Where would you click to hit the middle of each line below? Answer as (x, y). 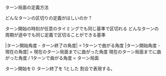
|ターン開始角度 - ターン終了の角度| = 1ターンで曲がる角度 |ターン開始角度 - (83, 45)
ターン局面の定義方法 (27, 7)
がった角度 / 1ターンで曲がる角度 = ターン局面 (52, 58)
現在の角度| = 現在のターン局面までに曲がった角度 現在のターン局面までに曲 (83, 52)
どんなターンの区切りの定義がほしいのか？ (49, 18)
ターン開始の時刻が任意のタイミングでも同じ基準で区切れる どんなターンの (82, 28)
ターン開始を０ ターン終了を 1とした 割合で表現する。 (60, 68)
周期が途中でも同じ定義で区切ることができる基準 (55, 35)
